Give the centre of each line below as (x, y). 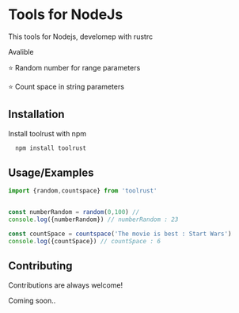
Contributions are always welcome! (66, 285)
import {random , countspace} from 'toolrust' (83, 191)
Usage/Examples (51, 173)
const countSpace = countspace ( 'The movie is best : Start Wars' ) (120, 234)
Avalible (21, 52)
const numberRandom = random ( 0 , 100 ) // (74, 212)
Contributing (40, 266)
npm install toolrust (51, 148)
